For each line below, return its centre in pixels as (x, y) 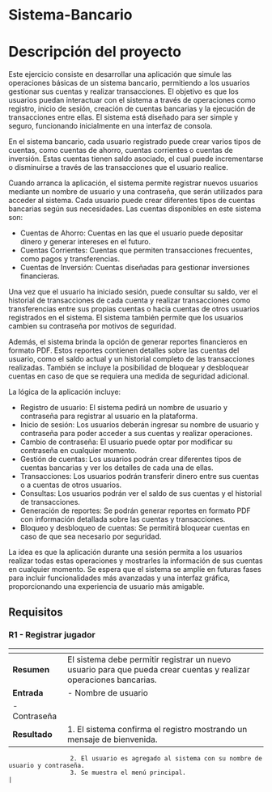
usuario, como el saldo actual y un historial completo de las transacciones (132, 359)
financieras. (40, 276)
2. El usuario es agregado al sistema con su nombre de (166, 758)
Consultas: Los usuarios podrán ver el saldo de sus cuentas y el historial (141, 493)
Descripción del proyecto (95, 52)
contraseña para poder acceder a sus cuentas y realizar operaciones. (136, 434)
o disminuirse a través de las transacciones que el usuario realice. (119, 167)
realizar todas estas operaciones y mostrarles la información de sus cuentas (136, 561)
